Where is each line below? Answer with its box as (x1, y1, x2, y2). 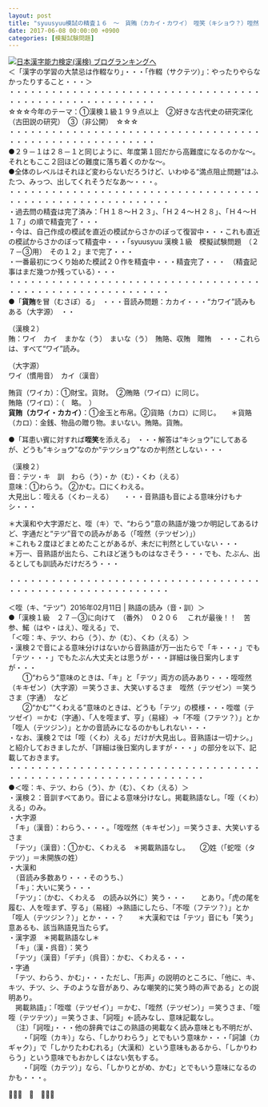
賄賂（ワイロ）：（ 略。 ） (8, 398, 96, 408)
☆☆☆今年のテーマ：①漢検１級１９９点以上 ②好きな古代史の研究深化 (8, 107, 254, 117)
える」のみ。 (8, 803, 50, 813)
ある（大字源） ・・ (8, 307, 75, 317)
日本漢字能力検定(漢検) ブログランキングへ (16, 57, 157, 66)
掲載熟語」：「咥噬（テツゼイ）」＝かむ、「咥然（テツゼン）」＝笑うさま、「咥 (14, 1003, 261, 1013)
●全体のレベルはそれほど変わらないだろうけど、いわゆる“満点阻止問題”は (8, 167, 252, 177)
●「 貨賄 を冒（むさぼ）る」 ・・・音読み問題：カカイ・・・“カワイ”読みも (8, 297, 256, 306)
